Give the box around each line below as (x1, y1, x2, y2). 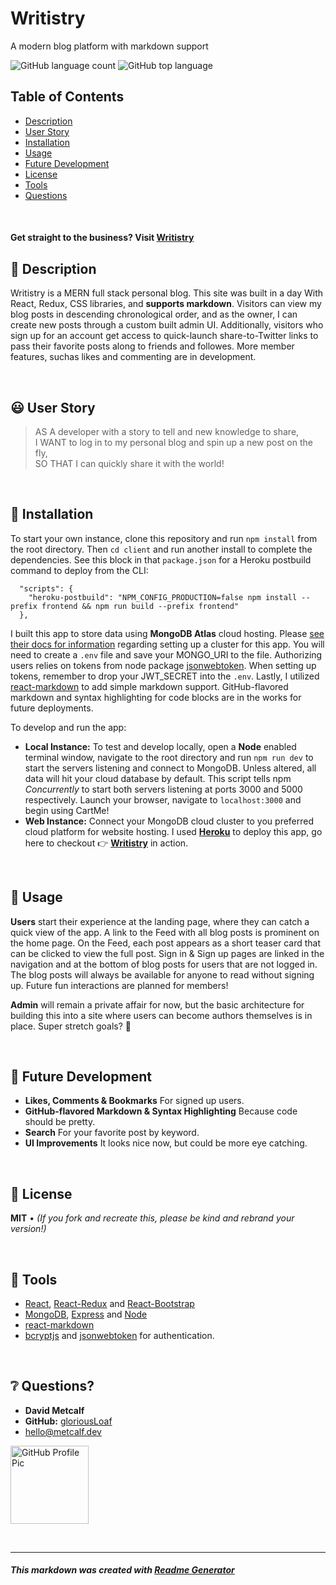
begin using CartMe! (24, 804, 110, 816)
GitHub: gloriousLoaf (24, 1415, 113, 1427)
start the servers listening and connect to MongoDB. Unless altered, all (24, 762, 317, 774)
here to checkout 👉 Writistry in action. (24, 837, 189, 849)
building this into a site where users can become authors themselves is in (10, 1009, 313, 1021)
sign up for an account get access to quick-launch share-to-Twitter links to (10, 330, 319, 342)
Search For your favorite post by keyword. (24, 1127, 200, 1139)
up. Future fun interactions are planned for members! (10, 979, 229, 991)
